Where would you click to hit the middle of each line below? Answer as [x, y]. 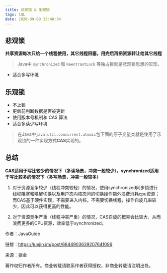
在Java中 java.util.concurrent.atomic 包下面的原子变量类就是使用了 [87, 134]
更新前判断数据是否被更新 [39, 111]
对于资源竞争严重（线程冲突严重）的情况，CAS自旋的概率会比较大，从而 [86, 217]
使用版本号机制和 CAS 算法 [40, 117]
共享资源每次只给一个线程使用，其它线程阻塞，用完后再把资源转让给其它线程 [83, 53]
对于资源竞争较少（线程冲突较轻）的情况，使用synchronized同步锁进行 [85, 187]
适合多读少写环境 [30, 124]
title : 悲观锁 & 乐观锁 [27, 10]
